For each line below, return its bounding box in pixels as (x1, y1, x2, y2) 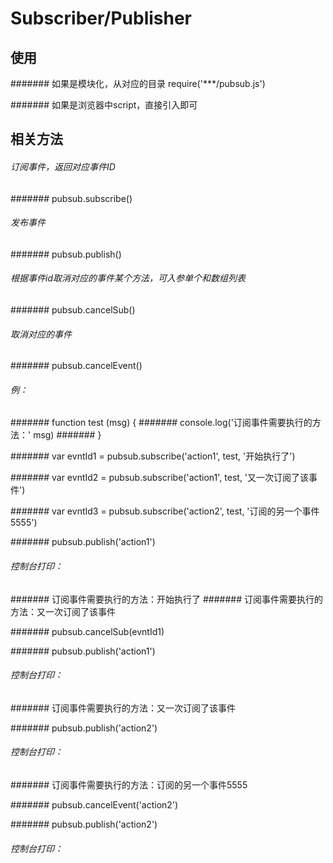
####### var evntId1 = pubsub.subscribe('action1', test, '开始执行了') (10, 450, 296, 462)
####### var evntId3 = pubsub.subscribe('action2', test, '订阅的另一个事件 (10, 505, 320, 517)
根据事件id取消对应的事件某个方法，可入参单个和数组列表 (10, 272, 246, 284)
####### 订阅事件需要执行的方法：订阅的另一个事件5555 (10, 779, 248, 791)
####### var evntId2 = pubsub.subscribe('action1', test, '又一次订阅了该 (10, 472, 310, 484)
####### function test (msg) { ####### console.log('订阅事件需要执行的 (10, 417, 313, 429)
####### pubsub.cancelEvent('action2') (10, 799, 179, 811)
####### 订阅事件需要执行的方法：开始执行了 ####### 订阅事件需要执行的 (10, 593, 323, 605)
